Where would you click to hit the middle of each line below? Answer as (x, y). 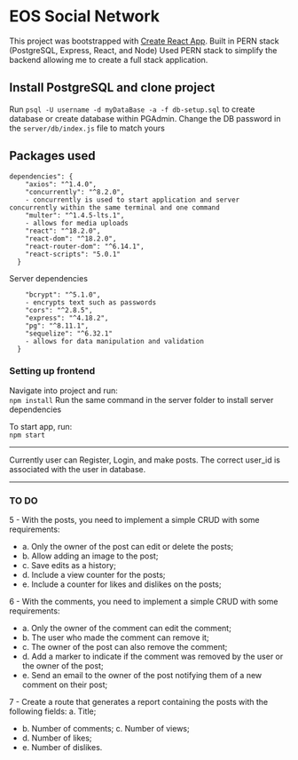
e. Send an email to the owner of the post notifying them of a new (142, 676)
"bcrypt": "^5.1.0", (63, 295)
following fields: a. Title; (53, 711)
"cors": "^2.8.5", (59, 310)
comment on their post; (65, 685)
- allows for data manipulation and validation (114, 341)
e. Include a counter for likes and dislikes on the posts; (122, 584)
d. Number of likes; (57, 738)
